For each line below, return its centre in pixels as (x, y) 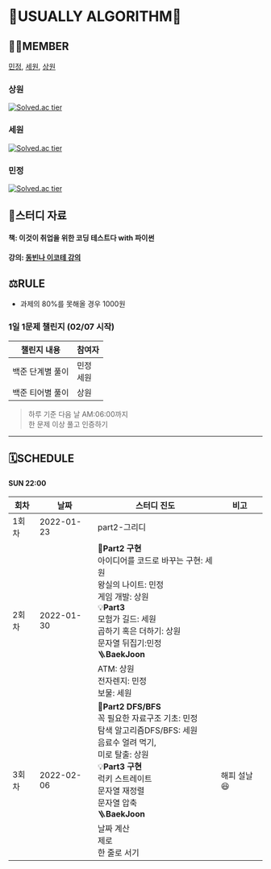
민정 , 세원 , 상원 (32, 67)
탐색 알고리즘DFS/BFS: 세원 (148, 730)
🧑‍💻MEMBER (39, 46)
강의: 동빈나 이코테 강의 (45, 258)
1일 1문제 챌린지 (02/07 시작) (62, 327)
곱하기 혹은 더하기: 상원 (140, 631)
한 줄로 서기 (119, 853)
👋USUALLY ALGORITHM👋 (95, 17)
